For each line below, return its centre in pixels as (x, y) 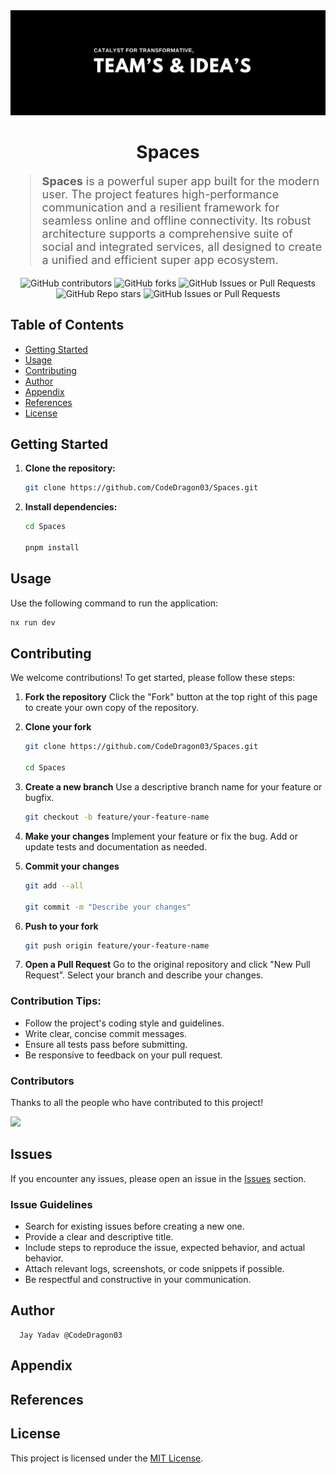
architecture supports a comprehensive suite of (167, 233)
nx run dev (33, 622)
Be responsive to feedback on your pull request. (123, 1055)
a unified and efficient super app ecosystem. (160, 259)
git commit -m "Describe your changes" (108, 907)
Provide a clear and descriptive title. (99, 1237)
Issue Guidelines (51, 1204)
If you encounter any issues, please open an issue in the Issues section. (158, 1178)
